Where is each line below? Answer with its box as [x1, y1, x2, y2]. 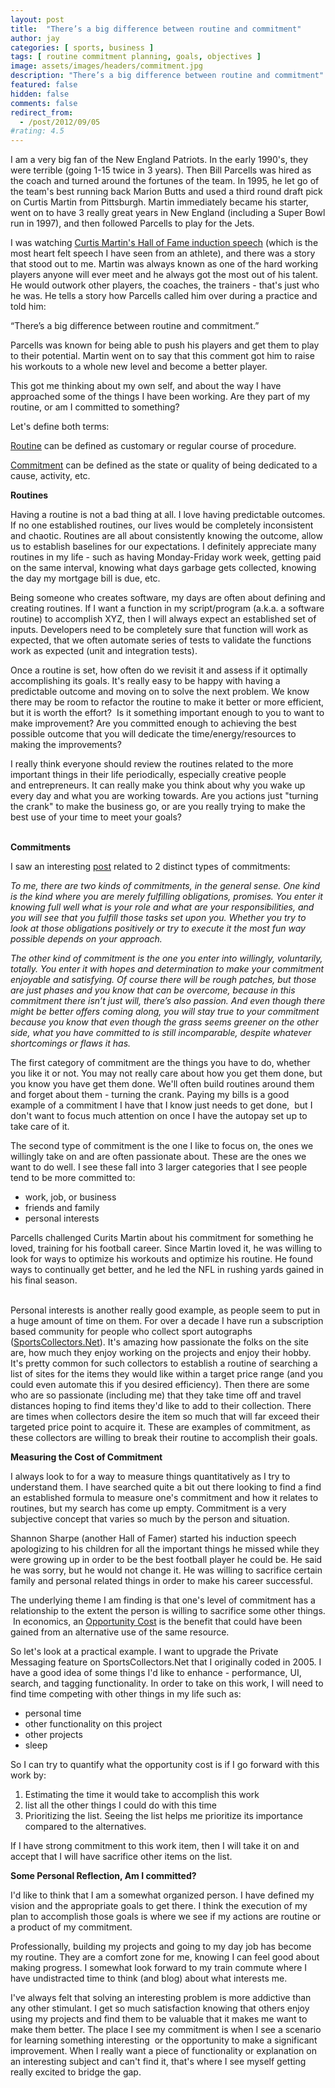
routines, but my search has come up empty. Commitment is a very [10, 1502, 287, 1515]
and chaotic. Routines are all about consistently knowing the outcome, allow [10, 530, 323, 542]
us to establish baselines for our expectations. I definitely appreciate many [10, 541, 317, 553]
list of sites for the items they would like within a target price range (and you [10, 1368, 323, 1380]
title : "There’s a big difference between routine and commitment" [10, 24, 302, 34]
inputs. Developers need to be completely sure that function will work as [10, 624, 309, 636]
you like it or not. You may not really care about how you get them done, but [10, 1067, 323, 1080]
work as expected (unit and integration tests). [10, 645, 198, 657]
